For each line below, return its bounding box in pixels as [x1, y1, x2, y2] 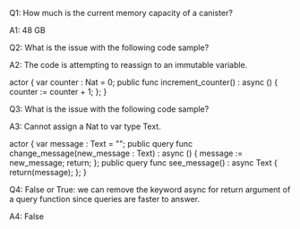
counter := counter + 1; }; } [9, 87, 107, 97]
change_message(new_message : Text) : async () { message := [9, 148, 244, 158]
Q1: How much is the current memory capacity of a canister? [9, 8, 233, 18]
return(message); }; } [9, 167, 87, 177]
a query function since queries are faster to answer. [9, 194, 200, 204]
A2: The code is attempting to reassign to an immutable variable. [9, 60, 248, 70]
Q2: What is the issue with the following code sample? [9, 42, 210, 53]
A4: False [9, 211, 45, 222]
